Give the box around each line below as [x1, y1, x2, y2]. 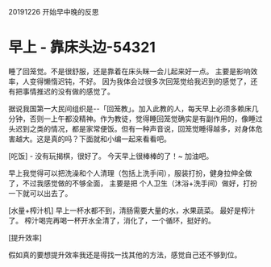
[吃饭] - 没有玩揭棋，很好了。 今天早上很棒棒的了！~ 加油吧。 [8, 151, 214, 161]
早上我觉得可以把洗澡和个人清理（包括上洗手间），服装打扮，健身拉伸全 [8, 168, 245, 177]
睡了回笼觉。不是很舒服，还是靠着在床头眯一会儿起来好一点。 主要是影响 [8, 66, 251, 76]
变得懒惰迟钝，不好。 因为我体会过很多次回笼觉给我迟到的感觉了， [29, 76, 251, 86]
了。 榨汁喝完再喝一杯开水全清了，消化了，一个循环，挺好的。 [8, 215, 215, 225]
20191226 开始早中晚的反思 [8, 7, 99, 16]
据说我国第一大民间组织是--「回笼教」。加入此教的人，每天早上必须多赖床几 [8, 103, 259, 113]
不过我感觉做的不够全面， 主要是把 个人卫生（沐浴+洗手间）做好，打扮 [22, 178, 258, 188]
